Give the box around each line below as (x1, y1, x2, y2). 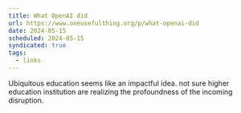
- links (15, 57, 42, 65)
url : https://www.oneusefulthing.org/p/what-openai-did (8, 19, 199, 27)
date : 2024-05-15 (8, 26, 67, 34)
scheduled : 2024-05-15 (8, 34, 84, 42)
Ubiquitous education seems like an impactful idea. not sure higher (8, 78, 230, 88)
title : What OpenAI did (8, 11, 88, 20)
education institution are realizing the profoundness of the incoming (8, 87, 233, 96)
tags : (8, 49, 27, 57)
